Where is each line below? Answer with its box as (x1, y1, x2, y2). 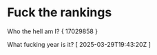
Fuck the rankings (7, 5, 112, 20)
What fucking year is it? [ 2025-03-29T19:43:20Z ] (7, 40, 151, 48)
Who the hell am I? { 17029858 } (7, 27, 98, 35)
